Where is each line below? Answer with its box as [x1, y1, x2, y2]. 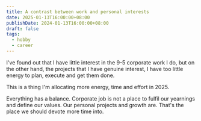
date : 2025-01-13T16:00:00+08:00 [6, 14, 90, 20]
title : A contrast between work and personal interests [6, 8, 149, 15]
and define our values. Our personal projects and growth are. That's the [6, 101, 184, 108]
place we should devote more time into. [6, 108, 104, 115]
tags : [6, 31, 20, 37]
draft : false [6, 25, 39, 32]
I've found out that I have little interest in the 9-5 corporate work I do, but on [6, 58, 195, 66]
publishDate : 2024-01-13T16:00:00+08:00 [6, 20, 110, 26]
